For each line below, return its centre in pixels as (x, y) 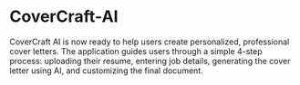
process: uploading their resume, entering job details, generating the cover (150, 61)
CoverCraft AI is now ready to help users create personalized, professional (150, 42)
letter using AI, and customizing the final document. (106, 71)
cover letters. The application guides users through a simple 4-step (136, 51)
